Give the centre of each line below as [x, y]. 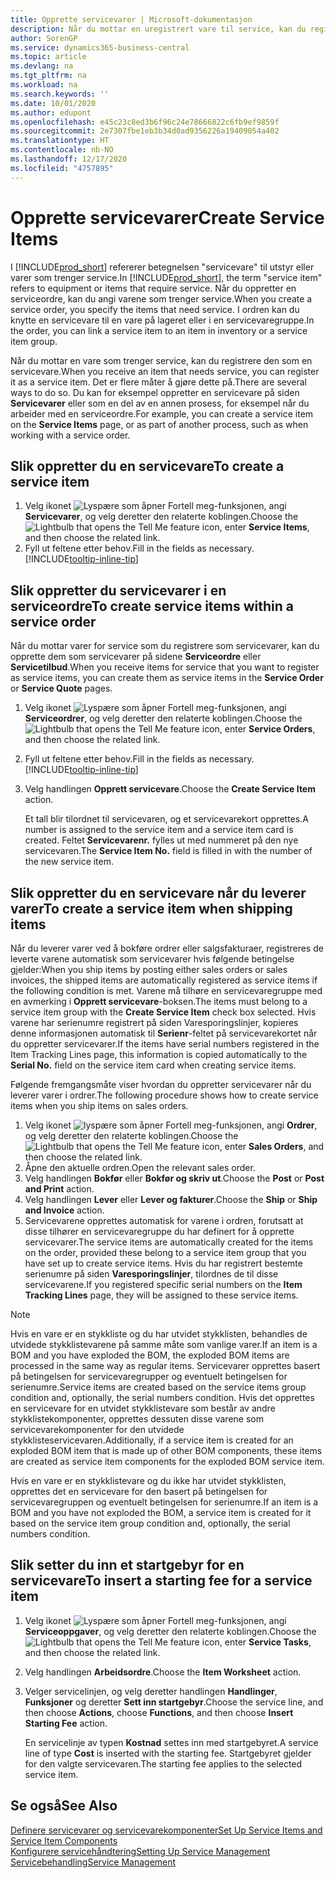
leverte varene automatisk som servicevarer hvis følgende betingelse [152, 959]
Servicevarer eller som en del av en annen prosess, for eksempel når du [160, 403]
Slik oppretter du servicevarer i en [118, 590]
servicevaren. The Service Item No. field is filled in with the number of [168, 851]
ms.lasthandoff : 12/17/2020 [69, 159]
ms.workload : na [44, 85]
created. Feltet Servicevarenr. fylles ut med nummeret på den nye [161, 840]
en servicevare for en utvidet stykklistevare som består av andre [143, 1408]
